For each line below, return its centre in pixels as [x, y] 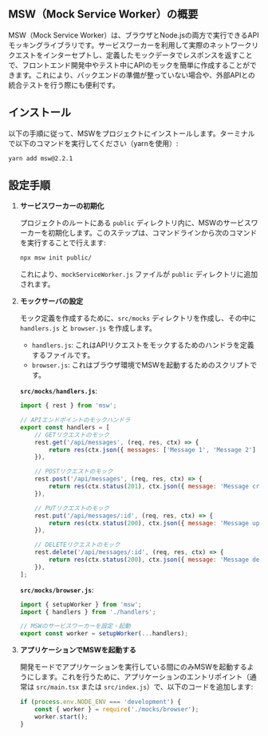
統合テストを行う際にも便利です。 [64, 85]
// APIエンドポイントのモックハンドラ [75, 420]
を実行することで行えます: [63, 243]
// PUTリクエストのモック [72, 508]
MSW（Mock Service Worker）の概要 [103, 14]
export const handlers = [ [65, 427]
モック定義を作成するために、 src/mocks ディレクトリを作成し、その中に [138, 319]
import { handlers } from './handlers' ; [88, 612]
